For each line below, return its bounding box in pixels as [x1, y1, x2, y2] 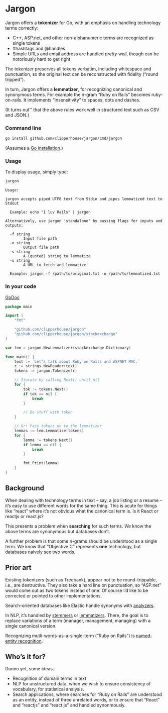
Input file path [23, 236, 57, 241]
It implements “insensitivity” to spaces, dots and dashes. [23, 96, 140, 103]
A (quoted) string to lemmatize [23, 254, 91, 259]
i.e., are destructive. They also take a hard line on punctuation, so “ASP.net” [5, 582, 161, 588]
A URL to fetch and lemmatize [23, 262, 86, 268]
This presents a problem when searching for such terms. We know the [5, 523, 151, 529]
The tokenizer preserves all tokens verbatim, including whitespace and [5, 66, 151, 72]
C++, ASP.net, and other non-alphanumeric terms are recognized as [12, 35, 154, 41]
